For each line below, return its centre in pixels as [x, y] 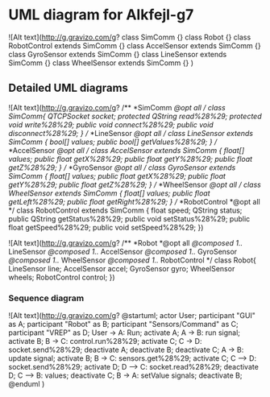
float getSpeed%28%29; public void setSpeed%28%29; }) [106, 227]
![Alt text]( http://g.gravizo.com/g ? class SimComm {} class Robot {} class [130, 37]
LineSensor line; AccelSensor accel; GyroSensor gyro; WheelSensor [122, 268]
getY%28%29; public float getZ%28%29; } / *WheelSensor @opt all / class [135, 184]
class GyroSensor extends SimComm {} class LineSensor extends [118, 54]
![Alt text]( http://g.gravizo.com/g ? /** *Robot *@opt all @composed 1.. [126, 242]
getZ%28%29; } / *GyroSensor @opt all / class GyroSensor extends [122, 167]
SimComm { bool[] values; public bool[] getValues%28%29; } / [113, 142]
